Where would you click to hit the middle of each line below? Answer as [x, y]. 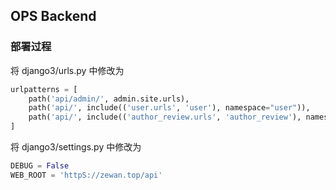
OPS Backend [53, 16]
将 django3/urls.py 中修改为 [67, 70]
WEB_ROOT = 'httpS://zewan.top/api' [86, 175]
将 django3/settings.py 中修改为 [76, 147]
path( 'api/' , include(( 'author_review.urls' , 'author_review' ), [165, 117]
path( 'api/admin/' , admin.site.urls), [109, 99]
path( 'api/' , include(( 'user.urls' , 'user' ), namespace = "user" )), [169, 108]
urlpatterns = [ [44, 89]
